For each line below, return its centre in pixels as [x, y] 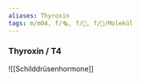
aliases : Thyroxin [39, 16]
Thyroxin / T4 [35, 51]
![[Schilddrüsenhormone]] [51, 68]
